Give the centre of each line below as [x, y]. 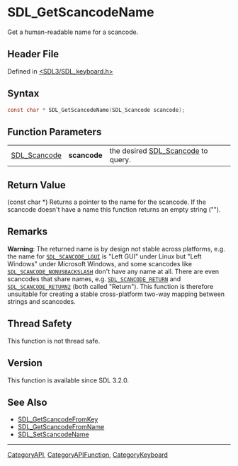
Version [25, 363]
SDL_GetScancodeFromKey [58, 419]
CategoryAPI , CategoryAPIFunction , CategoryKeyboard [88, 455]
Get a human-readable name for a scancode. [73, 32]
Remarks [28, 232]
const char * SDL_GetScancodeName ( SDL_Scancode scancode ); [96, 110]
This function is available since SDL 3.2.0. [68, 380]
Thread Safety [40, 324]
